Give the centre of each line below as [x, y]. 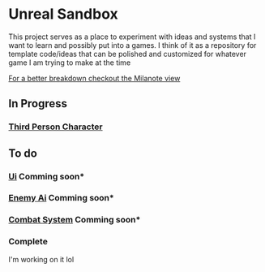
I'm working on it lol [41, 259]
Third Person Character [56, 127]
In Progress [38, 104]
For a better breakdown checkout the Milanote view [94, 78]
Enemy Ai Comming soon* [62, 198]
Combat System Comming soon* [75, 220]
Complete [28, 242]
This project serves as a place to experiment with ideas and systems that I [132, 37]
